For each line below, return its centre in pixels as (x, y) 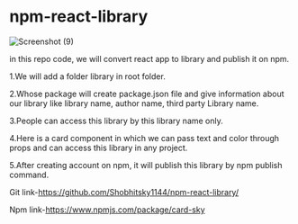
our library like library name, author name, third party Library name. (134, 103)
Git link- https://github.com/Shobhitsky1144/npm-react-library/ (124, 192)
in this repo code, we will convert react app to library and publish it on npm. (149, 58)
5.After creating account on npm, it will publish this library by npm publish (146, 165)
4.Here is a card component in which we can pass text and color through (144, 138)
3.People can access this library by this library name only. (116, 121)
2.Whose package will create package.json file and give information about (147, 94)
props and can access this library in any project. (99, 148)
